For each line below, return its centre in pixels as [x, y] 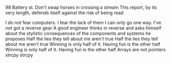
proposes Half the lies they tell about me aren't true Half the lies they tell [81, 39]
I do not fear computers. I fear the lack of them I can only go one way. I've [83, 23]
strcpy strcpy [19, 55]
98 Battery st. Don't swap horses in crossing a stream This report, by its [81, 7]
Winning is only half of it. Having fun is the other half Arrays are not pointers [85, 50]
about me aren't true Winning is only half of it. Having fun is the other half [83, 44]
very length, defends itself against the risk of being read [65, 13]
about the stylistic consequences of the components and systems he [78, 33]
